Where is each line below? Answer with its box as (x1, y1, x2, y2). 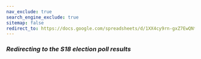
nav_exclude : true (6, 8, 52, 15)
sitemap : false (6, 20, 44, 26)
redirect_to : (6, 25, 39, 32)
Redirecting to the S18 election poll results (6, 45, 132, 54)
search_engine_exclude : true (6, 14, 79, 20)
